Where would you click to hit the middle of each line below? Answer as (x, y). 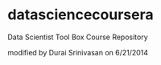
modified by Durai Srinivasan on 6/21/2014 (78, 52)
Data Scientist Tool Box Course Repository (78, 37)
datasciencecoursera (80, 15)
